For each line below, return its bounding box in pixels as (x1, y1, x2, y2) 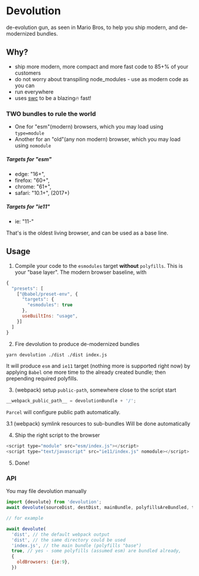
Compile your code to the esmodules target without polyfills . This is (14, 262, 183, 269)
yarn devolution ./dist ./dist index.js (6, 351, 108, 358)
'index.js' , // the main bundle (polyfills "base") (11, 542, 142, 549)
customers (14, 69, 41, 76)
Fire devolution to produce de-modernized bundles (14, 340, 140, 347)
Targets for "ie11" (6, 203, 50, 210)
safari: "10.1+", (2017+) (14, 190, 70, 197)
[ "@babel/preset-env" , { (17, 291, 78, 297)
